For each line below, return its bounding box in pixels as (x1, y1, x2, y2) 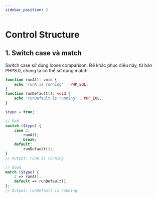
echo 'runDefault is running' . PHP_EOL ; (14, 96, 102, 101)
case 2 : (14, 128, 30, 133)
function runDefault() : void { (5, 91, 71, 96)
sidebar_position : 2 (5, 7, 49, 13)
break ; (23, 137, 37, 142)
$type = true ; (5, 109, 35, 114)
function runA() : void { (5, 77, 57, 82)
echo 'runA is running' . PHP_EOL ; (14, 82, 89, 87)
